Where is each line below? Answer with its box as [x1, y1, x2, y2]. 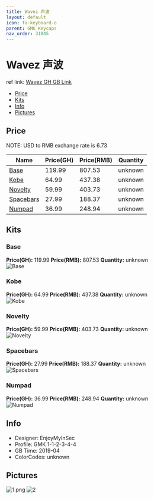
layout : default [6, 14, 46, 20]
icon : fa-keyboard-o [6, 20, 57, 26]
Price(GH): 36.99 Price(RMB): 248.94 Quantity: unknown [6, 395, 149, 402]
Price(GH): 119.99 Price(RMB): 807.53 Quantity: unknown [6, 256, 149, 263]
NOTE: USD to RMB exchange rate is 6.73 [6, 142, 108, 149]
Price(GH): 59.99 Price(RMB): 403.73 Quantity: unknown [6, 325, 148, 333]
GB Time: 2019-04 [14, 447, 60, 454]
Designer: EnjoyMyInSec [14, 434, 75, 441]
